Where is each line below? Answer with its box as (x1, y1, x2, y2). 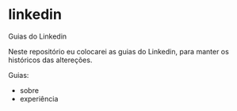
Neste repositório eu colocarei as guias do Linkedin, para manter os (8, 46, 230, 56)
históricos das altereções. (8, 55, 93, 65)
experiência (19, 94, 59, 103)
